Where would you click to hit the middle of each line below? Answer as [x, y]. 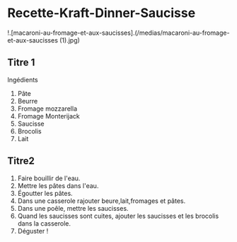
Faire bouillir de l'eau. [49, 178]
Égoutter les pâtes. [45, 193]
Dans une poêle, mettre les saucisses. [73, 208]
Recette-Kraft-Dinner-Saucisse [102, 13]
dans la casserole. [44, 223]
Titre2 [21, 161]
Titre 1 [21, 63]
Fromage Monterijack [48, 116]
